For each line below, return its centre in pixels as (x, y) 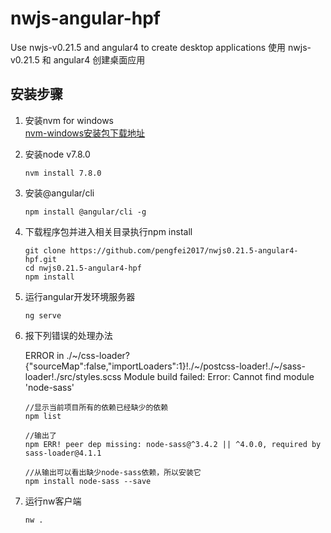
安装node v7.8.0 (57, 154)
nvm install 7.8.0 (63, 173)
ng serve (43, 315)
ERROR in (44, 355)
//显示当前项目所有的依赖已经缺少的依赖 (96, 407)
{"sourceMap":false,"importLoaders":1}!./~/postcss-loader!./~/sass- (165, 366)
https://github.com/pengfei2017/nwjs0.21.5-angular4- (184, 250)
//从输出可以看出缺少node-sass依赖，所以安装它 (113, 472)
